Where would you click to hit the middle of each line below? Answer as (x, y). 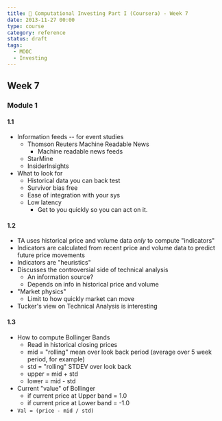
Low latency (44, 202)
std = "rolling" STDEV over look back (79, 366)
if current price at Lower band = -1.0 (78, 402)
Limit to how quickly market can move (81, 299)
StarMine (40, 159)
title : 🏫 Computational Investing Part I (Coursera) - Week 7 (98, 13)
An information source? (60, 277)
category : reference (37, 33)
